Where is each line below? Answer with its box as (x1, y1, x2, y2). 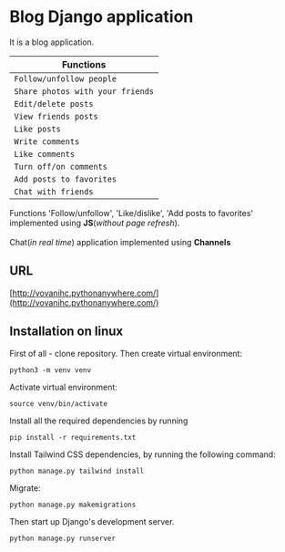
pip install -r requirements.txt (9, 432, 137, 442)
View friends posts (14, 111, 98, 121)
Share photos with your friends (14, 86, 155, 97)
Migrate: (9, 482, 41, 494)
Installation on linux (9, 324, 124, 339)
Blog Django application (9, 6, 194, 27)
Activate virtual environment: (9, 381, 118, 392)
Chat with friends (14, 186, 94, 197)
